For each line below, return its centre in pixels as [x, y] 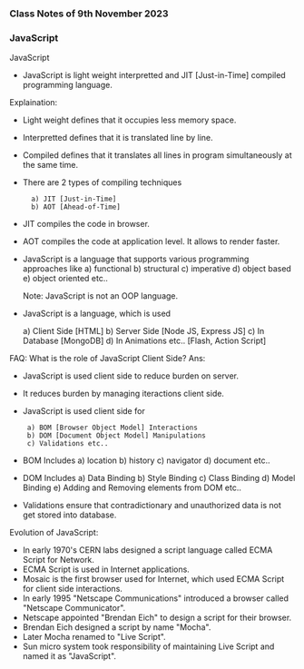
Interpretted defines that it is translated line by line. [118, 138]
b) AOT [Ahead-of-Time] [76, 207]
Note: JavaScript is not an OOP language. [100, 296]
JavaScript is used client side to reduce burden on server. [130, 376]
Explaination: [34, 103]
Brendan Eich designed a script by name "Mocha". [117, 627]
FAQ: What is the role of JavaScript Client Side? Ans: [108, 359]
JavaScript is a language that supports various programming [136, 259]
